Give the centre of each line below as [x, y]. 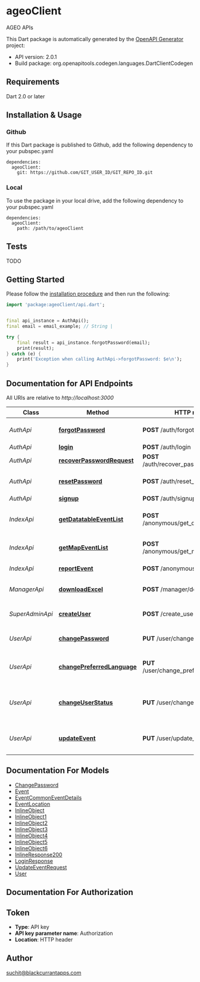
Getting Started [35, 279]
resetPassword [80, 481]
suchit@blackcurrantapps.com [44, 972]
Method [97, 412]
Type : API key [32, 927]
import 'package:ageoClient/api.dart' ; [56, 305]
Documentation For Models [58, 771]
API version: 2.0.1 [36, 57]
